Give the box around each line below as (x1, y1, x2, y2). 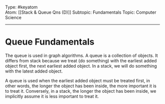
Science (5, 15, 22, 20)
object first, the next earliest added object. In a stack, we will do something (5, 63, 157, 69)
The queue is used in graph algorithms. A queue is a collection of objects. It (5, 52, 158, 58)
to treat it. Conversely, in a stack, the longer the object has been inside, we (5, 88, 156, 94)
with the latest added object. (5, 68, 63, 74)
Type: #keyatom (5, 4, 38, 10)
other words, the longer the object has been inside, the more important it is (5, 83, 157, 89)
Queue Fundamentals (5, 36, 95, 48)
